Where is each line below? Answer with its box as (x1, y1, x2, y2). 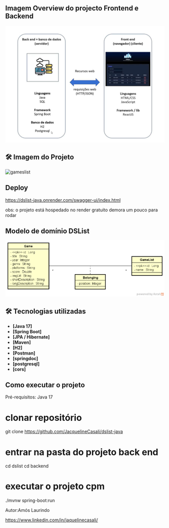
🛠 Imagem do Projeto (5, 153, 74, 161)
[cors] (12, 366, 26, 372)
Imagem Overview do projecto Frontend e (5, 4, 139, 13)
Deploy (5, 184, 28, 192)
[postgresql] (12, 361, 40, 367)
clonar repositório (5, 412, 82, 423)
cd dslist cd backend (5, 463, 49, 469)
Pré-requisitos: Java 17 (5, 394, 53, 400)
